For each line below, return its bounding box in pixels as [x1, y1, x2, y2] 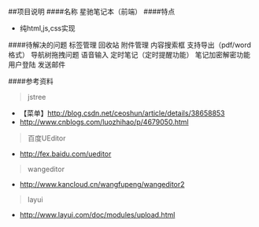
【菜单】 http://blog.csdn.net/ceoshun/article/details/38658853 [19, 108, 225, 118]
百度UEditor [27, 134, 66, 143]
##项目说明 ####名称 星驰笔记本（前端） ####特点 [8, 7, 176, 16]
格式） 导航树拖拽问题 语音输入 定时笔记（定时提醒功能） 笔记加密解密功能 [8, 50, 250, 59]
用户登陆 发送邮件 [8, 60, 65, 69]
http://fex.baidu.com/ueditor [19, 149, 112, 159]
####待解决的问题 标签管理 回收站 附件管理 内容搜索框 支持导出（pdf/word [8, 40, 252, 49]
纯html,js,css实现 [19, 24, 76, 33]
